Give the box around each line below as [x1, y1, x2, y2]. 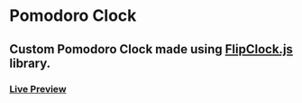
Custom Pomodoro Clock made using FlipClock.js [9, 42, 293, 57]
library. [9, 55, 51, 70]
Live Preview [9, 82, 67, 95]
